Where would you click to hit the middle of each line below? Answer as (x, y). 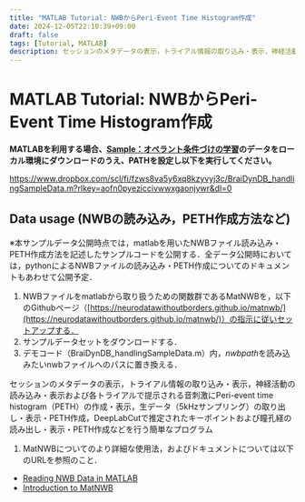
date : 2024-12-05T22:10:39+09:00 (73, 26)
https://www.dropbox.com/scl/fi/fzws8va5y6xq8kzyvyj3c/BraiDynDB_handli (152, 179)
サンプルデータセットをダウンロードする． (102, 341)
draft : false (34, 35)
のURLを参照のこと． (62, 459)
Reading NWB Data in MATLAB (80, 477)
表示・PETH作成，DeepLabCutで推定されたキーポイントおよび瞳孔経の (158, 417)
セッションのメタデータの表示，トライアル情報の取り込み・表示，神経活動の (152, 384)
